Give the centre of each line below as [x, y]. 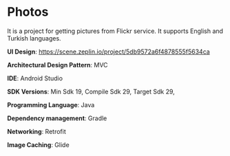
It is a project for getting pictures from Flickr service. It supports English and [115, 31]
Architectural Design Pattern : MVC [57, 65]
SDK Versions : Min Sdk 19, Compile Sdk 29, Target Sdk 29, [91, 91]
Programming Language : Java [51, 104]
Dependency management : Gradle [57, 118]
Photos [28, 12]
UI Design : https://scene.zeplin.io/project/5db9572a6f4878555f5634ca [108, 52]
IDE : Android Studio [35, 78]
